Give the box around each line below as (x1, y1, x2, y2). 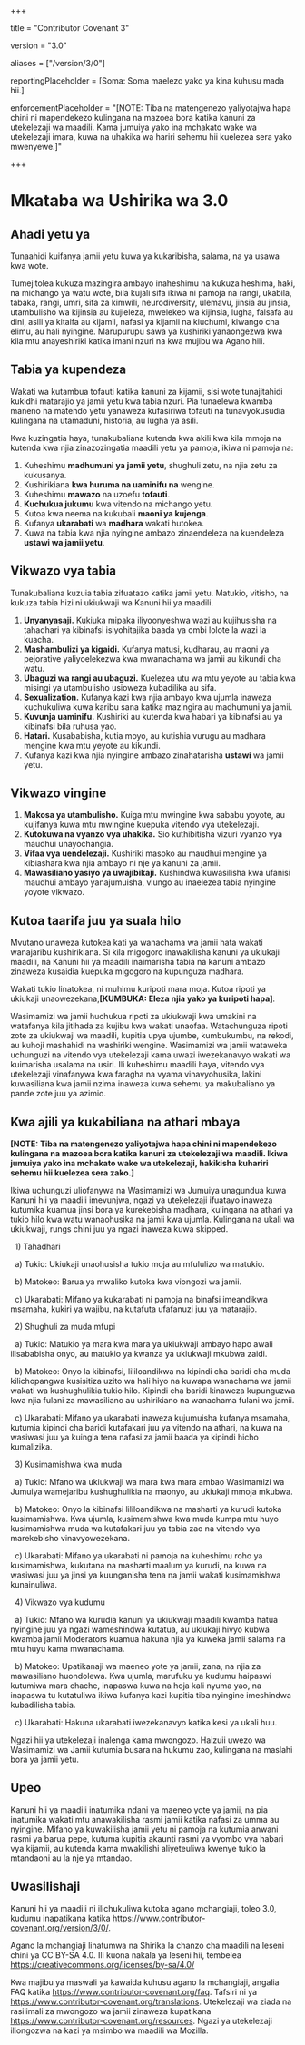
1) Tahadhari (14, 1241, 62, 1253)
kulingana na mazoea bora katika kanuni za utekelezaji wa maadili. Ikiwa (10, 1148, 289, 1159)
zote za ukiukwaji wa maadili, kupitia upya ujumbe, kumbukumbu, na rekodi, (10, 1030, 294, 1041)
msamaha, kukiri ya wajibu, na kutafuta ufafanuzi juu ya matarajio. (10, 1303, 258, 1314)
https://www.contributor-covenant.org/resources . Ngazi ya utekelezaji (10, 2015, 273, 2026)
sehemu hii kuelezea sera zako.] (10, 1167, 134, 1178)
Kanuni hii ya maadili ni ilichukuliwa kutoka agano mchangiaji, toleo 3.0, (10, 1902, 277, 1913)
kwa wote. (10, 261, 49, 270)
